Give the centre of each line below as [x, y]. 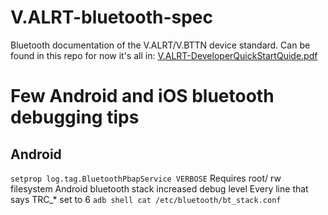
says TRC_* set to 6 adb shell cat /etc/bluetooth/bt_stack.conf [146, 199]
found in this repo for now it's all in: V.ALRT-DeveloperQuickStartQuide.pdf [164, 55]
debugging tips [75, 117]
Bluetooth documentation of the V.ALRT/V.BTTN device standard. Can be [160, 45]
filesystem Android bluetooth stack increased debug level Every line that [159, 188]
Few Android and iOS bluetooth [142, 96]
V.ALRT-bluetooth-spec [112, 17]
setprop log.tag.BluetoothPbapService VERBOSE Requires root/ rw [146, 178]
